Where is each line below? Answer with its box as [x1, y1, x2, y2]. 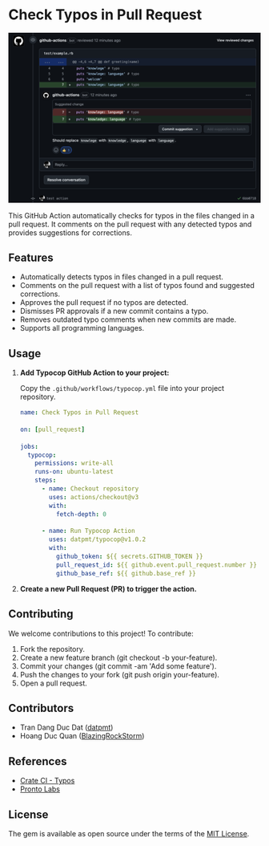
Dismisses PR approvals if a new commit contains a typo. [19, 307, 209, 316]
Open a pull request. [19, 678, 88, 688]
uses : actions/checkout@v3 [49, 493, 139, 501]
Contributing [8, 608, 74, 621]
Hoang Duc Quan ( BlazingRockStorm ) [19, 731, 145, 741]
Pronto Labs [19, 784, 60, 794]
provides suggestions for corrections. [8, 227, 132, 238]
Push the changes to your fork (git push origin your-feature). [19, 669, 220, 679]
